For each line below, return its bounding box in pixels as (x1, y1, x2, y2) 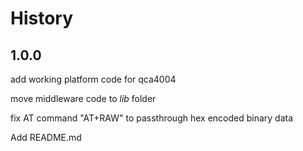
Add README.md (10, 132, 82, 143)
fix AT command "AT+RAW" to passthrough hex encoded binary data (10, 112, 294, 124)
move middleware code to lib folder (10, 93, 157, 104)
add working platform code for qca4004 (10, 73, 177, 85)
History (10, 7, 74, 30)
